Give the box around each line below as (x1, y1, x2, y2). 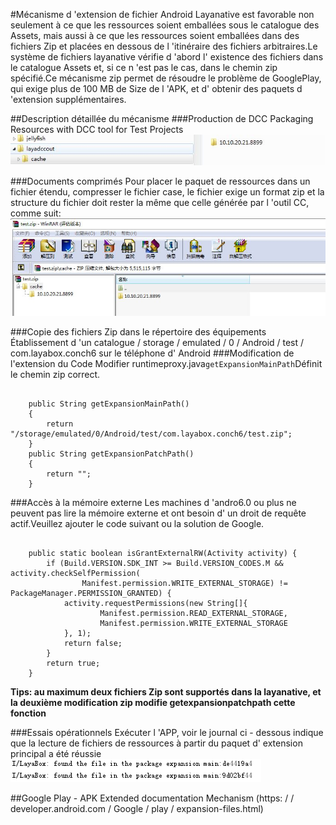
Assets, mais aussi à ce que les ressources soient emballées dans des (10, 30, 300, 41)
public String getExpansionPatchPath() (28, 449, 195, 459)
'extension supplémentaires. (10, 94, 127, 105)
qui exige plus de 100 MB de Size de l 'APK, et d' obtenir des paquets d (10, 83, 303, 94)
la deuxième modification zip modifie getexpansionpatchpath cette (10, 696, 296, 708)
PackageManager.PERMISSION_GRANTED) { (10, 588, 172, 598)
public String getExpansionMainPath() (28, 399, 190, 409)
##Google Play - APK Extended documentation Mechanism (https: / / (10, 792, 295, 804)
